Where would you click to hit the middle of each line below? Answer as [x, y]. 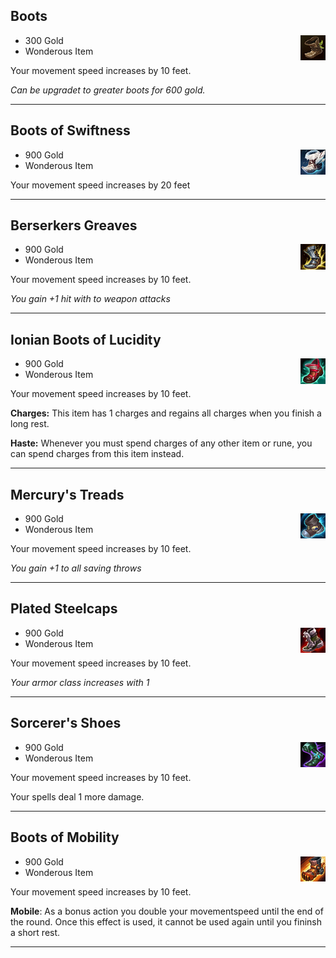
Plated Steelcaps [64, 609]
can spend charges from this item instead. [97, 454]
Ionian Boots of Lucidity [86, 339]
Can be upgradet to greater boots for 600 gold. [108, 90]
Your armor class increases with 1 [80, 682]
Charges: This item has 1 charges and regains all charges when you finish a [166, 413]
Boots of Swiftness [70, 130]
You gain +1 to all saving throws [76, 568]
